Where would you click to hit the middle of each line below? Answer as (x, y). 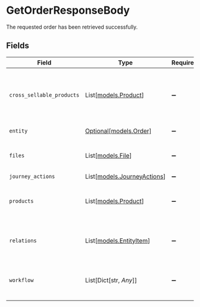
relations (23, 240)
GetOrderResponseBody (68, 10)
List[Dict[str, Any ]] (111, 280)
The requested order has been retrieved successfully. (72, 27)
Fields (18, 46)
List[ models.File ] (109, 155)
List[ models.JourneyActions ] (126, 176)
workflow (21, 280)
